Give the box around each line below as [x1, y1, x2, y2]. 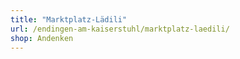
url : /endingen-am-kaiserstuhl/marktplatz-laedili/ [10, 24, 230, 34]
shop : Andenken [10, 33, 74, 43]
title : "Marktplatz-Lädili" [10, 14, 128, 25]
